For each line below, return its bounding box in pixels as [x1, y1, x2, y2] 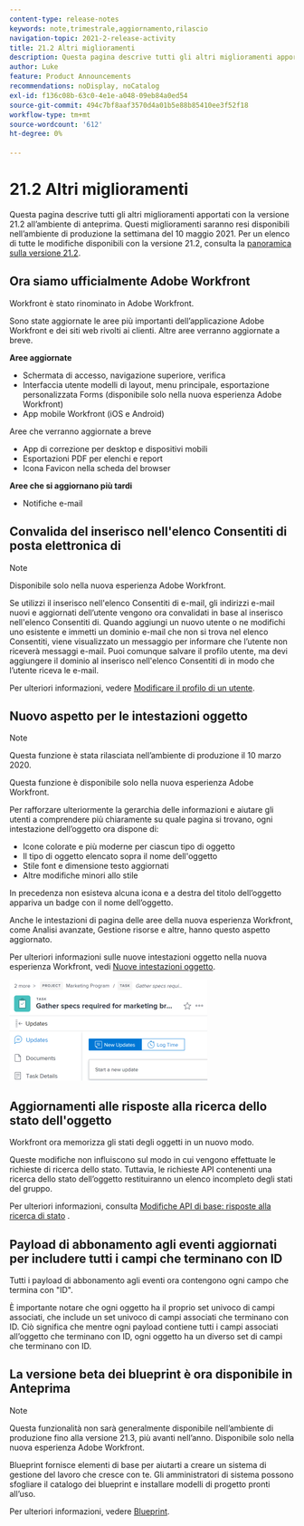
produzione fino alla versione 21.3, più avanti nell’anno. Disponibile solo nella [9, 1432, 295, 1443]
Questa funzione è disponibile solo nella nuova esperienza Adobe [9, 777, 254, 788]
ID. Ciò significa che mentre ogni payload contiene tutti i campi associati [9, 1321, 279, 1332]
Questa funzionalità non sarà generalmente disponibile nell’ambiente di [9, 1423, 274, 1434]
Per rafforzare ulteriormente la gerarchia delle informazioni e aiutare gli [9, 805, 274, 816]
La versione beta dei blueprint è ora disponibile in [9, 1367, 293, 1382]
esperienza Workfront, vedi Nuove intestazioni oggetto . [9, 961, 215, 972]
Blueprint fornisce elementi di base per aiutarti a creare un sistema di [9, 1459, 267, 1470]
